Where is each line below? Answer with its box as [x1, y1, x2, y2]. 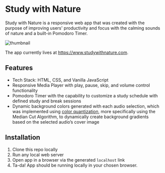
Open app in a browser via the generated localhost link [12, 157, 125, 163]
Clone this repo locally [12, 146, 58, 152]
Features [5, 64, 33, 72]
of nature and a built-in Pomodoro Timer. [5, 30, 88, 36]
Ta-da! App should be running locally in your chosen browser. [12, 162, 138, 168]
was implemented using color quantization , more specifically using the [12, 108, 156, 114]
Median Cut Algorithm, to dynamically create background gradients [12, 114, 149, 120]
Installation [5, 133, 40, 142]
